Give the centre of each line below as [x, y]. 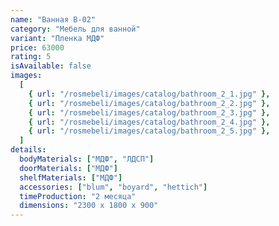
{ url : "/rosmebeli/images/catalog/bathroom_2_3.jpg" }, [149, 112]
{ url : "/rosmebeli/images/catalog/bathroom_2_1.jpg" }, [149, 94]
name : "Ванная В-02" [53, 19]
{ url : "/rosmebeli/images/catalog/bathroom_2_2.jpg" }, [149, 103]
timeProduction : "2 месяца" [78, 196]
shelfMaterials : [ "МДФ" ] [71, 177]
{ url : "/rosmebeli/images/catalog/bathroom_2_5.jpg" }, [149, 131]
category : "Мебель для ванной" [75, 29]
